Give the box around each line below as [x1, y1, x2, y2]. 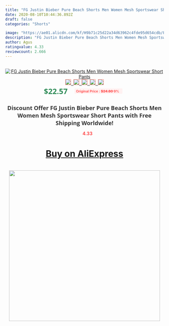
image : [5, 31, 19, 36]
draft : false [5, 17, 33, 22]
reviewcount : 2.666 [5, 49, 46, 54]
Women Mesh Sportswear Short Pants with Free [17, 111, 152, 120]
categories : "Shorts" [5, 21, 51, 27]
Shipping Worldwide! [55, 119, 114, 127]
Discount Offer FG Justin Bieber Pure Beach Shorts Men [7, 103, 162, 112]
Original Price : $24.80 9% [76, 88, 120, 93]
